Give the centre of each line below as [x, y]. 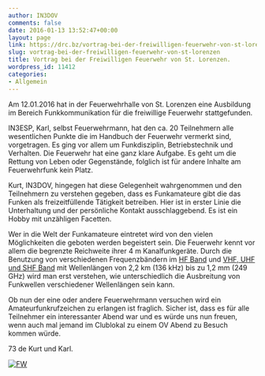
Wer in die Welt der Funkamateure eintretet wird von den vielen [110, 234]
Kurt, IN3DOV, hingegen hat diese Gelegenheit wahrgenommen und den [125, 185]
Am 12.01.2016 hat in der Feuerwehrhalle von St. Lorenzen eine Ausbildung [129, 104]
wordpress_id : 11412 [42, 67]
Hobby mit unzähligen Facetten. [60, 219]
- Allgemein [28, 81]
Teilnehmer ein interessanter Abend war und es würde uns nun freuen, [123, 316]
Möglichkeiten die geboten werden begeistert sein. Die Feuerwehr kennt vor [132, 243]
